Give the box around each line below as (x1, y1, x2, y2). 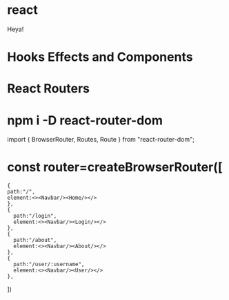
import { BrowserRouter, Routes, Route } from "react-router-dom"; (7, 135, 195, 144)
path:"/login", (13, 213, 57, 220)
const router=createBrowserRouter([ (7, 160, 223, 175)
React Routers (7, 81, 90, 97)
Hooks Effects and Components (7, 49, 193, 65)
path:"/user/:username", (13, 261, 85, 268)
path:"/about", (13, 237, 57, 244)
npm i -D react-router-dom (7, 113, 163, 128)
